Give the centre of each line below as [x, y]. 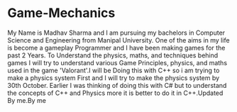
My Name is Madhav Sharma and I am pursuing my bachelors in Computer [116, 33]
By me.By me [27, 100]
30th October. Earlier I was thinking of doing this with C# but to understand [117, 85]
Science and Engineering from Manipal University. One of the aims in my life [118, 40]
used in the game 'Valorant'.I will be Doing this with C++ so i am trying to [114, 70]
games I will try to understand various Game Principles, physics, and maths [117, 62]
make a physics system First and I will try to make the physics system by [114, 78]
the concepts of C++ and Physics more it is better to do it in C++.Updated [115, 93]
